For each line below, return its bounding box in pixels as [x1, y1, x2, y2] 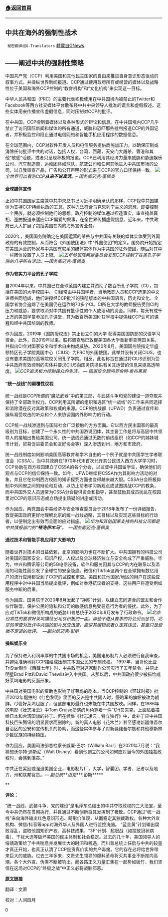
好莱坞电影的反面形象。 [5, 677, 53, 683]
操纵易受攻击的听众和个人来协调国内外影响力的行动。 [5, 411, 115, 418]
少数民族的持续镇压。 [5, 732, 49, 738]
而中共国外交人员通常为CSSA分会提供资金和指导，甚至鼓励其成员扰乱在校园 [5, 488, 161, 495]
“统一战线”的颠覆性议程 [5, 381, 54, 387]
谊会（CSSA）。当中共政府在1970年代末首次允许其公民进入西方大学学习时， [5, 458, 160, 463]
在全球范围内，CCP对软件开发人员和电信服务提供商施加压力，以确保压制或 [5, 142, 159, 148]
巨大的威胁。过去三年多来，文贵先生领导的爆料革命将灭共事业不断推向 [9, 853, 154, 859]
